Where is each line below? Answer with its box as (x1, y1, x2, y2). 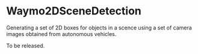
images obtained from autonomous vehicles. (6, 30, 117, 37)
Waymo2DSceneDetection (6, 4, 141, 18)
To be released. (6, 42, 45, 49)
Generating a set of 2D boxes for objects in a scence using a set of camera (6, 24, 193, 31)
